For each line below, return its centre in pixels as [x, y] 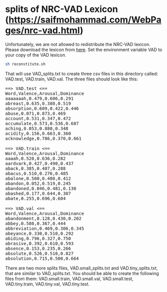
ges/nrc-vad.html [43, 30]
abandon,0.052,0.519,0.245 [38, 183]
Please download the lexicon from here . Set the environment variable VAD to [84, 49]
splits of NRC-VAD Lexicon [62, 9]
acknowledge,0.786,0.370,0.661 [43, 138]
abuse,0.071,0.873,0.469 [35, 113]
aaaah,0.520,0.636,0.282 [35, 158]
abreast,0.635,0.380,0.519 [38, 103]
